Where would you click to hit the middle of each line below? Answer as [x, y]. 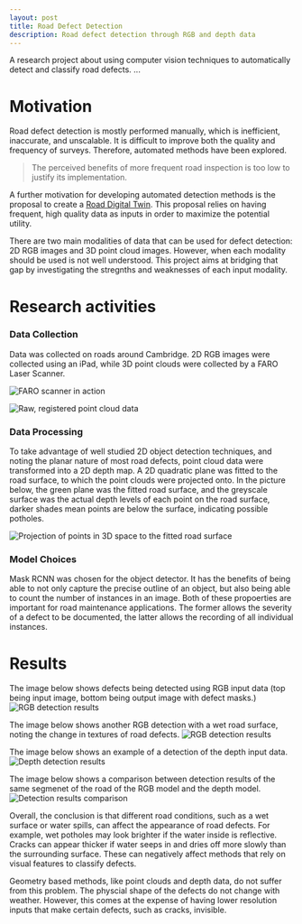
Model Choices [43, 559]
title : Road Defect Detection [66, 26]
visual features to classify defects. [73, 864]
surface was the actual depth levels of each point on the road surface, [140, 499]
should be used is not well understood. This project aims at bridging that [144, 260]
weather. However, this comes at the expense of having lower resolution [143, 901]
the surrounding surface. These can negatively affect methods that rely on [147, 855]
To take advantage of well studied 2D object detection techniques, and [141, 451]
